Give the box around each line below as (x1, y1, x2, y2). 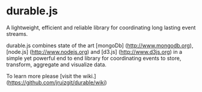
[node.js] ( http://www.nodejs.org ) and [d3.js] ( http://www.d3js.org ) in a (6, 48, 182, 55)
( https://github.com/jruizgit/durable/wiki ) (6, 79, 107, 86)
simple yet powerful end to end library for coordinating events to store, (6, 54, 182, 62)
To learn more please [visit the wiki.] (6, 72, 96, 79)
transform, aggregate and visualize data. (6, 61, 107, 68)
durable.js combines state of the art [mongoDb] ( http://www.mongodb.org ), (6, 42, 194, 49)
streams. (6, 30, 28, 37)
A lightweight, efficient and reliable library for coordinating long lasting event (6, 24, 196, 31)
